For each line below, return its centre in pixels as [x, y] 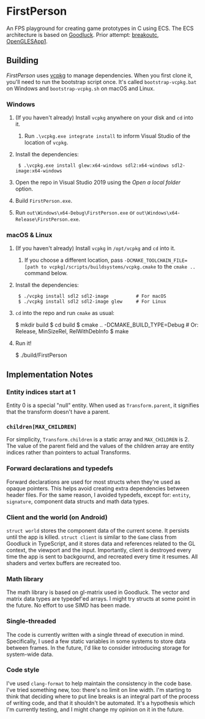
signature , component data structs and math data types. [78, 501]
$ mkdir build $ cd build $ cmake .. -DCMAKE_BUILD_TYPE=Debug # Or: [107, 325]
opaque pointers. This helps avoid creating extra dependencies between [98, 488]
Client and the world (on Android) [57, 517]
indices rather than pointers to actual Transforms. [69, 452]
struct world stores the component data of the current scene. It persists [98, 530]
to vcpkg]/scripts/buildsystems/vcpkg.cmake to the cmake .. [118, 267]
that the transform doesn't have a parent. [58, 412]
